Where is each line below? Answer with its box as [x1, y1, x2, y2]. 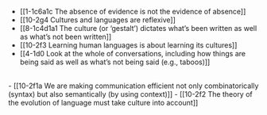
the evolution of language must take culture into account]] [8, 98, 199, 107]
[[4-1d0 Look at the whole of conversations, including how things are [19, 49, 246, 58]
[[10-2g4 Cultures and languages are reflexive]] [19, 15, 176, 25]
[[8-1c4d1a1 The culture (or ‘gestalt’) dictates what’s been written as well [19, 24, 257, 33]
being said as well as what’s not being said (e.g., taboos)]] [19, 57, 211, 67]
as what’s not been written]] [19, 32, 112, 41]
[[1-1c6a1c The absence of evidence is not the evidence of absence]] [19, 7, 246, 16]
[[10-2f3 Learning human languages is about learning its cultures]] [19, 40, 238, 50]
